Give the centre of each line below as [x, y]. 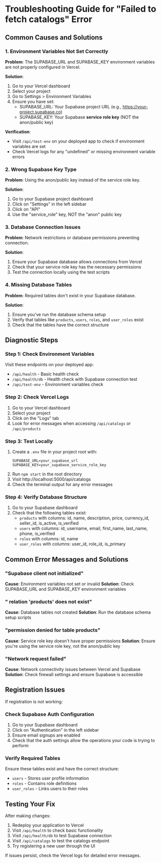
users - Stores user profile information [50, 778]
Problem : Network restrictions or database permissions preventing [72, 238]
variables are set [29, 146]
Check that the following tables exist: [49, 513]
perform [20, 746]
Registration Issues [35, 690]
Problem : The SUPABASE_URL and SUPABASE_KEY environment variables [80, 62]
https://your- [135, 106]
